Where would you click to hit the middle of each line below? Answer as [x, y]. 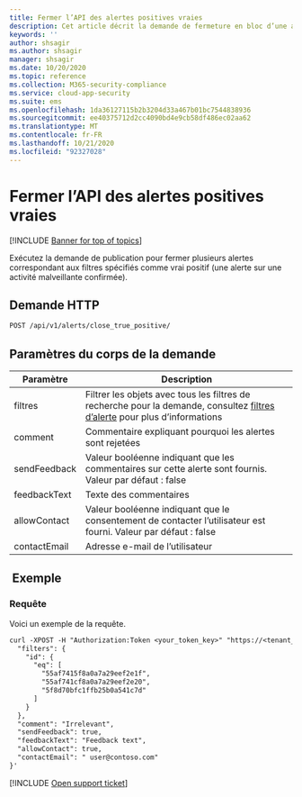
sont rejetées [113, 443]
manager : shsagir [42, 59]
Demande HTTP [55, 305]
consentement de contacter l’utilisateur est [175, 521]
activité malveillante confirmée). [69, 276]
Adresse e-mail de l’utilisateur [149, 547]
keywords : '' [34, 34]
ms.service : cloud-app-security [70, 93]
